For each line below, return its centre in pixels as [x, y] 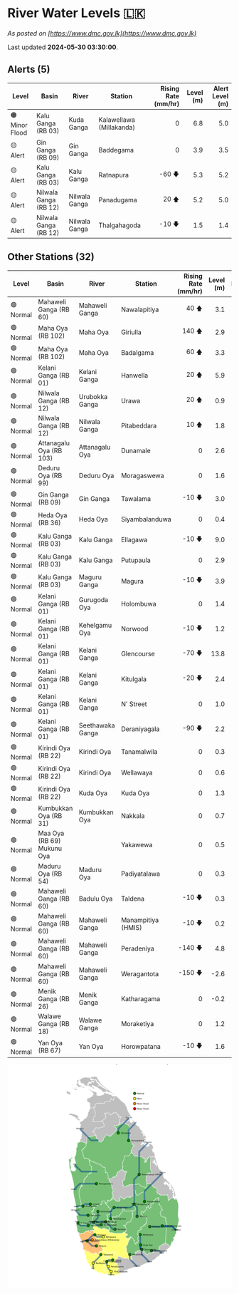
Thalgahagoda [119, 225]
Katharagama [140, 998]
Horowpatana [141, 1047]
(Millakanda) [117, 127]
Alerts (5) [29, 69]
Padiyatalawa [140, 874]
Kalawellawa [117, 120]
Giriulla [131, 332]
